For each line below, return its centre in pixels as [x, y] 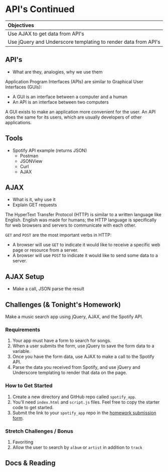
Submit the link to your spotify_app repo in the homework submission [84, 413]
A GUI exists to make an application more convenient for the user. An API [80, 112]
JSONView [31, 161]
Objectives [21, 25]
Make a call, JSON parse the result [48, 289]
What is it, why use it [34, 200]
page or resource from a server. [45, 250]
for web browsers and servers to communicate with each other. [71, 225]
